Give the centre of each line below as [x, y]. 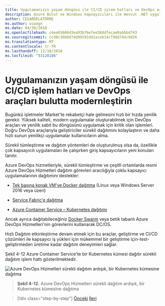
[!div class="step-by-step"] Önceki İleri [57, 299]
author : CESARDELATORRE [29, 19]
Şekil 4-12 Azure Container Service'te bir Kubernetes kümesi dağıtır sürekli [81, 254]
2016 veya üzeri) [29, 191]
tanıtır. [12, 155]
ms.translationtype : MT [29, 42]
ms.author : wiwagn [24, 23]
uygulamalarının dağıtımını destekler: [42, 176]
